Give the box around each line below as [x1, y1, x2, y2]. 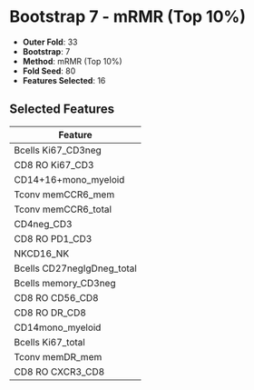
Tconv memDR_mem [14, 350, 103, 363]
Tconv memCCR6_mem [14, 188, 115, 201]
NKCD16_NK [14, 247, 70, 260]
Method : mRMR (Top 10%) [22, 55, 122, 66]
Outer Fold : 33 [22, 36, 78, 47]
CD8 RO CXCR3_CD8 [14, 365, 105, 378]
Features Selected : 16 [22, 75, 106, 85]
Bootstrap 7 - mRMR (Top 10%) [9, 6, 247, 27]
